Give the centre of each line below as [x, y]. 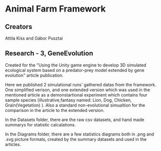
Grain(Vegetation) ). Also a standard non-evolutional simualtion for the [75, 105]
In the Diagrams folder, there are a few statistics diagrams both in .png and [80, 134]
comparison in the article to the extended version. [55, 110]
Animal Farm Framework [55, 9]
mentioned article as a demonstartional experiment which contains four [76, 95]
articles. [13, 144]
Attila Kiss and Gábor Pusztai [34, 38]
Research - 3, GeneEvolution [49, 53]
